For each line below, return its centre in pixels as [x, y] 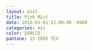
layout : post [22, 11]
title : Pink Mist [27, 17]
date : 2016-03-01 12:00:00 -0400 [47, 22]
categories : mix [26, 28]
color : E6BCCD [23, 33]
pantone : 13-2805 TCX [32, 39]
